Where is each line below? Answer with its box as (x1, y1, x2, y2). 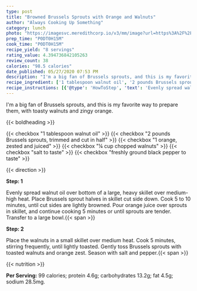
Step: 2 (6, 225, 25, 232)
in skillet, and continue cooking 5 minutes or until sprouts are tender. (6, 208, 172, 215)
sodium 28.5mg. (6, 278, 46, 285)
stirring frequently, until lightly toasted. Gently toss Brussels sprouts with (6, 243, 182, 250)
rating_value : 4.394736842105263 (6, 52, 88, 58)
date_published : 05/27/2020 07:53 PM (6, 69, 98, 75)
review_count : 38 (6, 57, 49, 63)
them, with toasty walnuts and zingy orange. (6, 107, 113, 114)
